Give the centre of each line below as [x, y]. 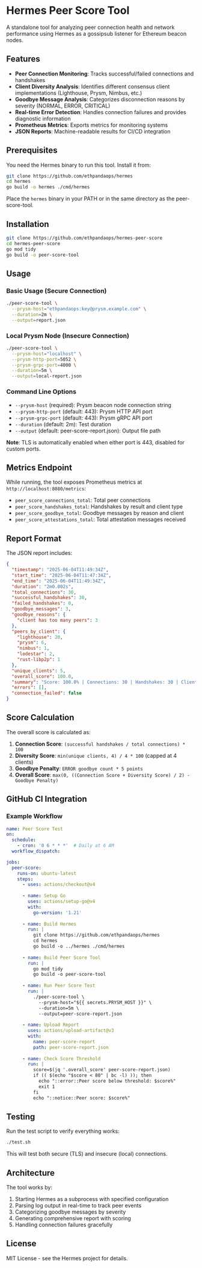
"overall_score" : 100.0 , [43, 676]
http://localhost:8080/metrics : [46, 488]
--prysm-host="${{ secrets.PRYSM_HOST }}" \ [95, 1002]
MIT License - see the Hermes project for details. [67, 1258]
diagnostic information [43, 118]
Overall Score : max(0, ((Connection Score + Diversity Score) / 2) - [103, 775]
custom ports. [23, 449]
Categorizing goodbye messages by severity [70, 1212]
